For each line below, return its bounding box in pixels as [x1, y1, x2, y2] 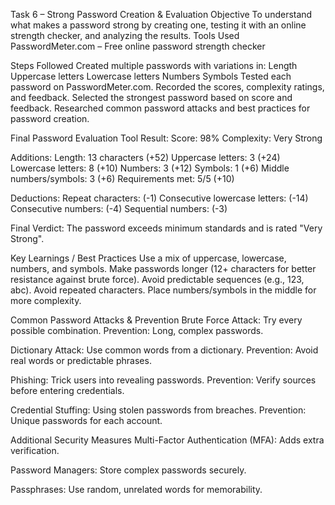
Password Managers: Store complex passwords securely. [10, 464, 247, 476]
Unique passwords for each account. [10, 415, 163, 426]
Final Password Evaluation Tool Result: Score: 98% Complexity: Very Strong [10, 132, 323, 144]
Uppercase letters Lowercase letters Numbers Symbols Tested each [10, 70, 292, 82]
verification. [10, 445, 60, 456]
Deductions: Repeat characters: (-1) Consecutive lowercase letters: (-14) [10, 192, 309, 204]
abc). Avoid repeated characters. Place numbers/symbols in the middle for [10, 284, 317, 296]
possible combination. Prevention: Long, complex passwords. [10, 325, 264, 336]
